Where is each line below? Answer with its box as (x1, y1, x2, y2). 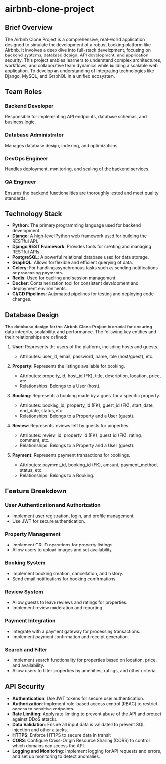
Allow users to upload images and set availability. (12, 547, 113, 553)
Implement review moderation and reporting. (12, 604, 104, 610)
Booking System (5, 559, 46, 566)
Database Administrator (5, 131, 64, 138)
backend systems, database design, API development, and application (5, 52, 149, 58)
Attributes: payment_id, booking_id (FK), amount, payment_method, (19, 462, 158, 468)
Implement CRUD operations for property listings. (12, 542, 113, 548)
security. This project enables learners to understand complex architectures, (5, 57, 162, 63)
